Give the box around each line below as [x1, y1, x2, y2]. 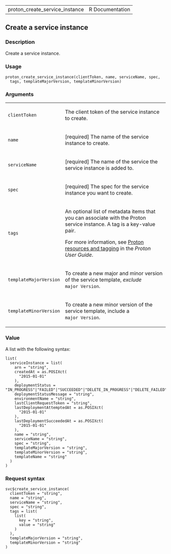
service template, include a [65, 307, 130, 315]
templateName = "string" [14, 454, 67, 459]
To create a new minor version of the [65, 301, 153, 308]
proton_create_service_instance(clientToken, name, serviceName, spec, [5, 74, 160, 80]
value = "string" [18, 522, 56, 527]
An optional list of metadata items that [65, 208, 156, 215]
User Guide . [65, 251, 94, 258]
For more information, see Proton [65, 238, 144, 246]
